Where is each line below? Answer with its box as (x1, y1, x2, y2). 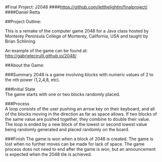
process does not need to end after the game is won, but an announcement (5, 146, 156, 152)
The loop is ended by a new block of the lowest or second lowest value (5, 121, 147, 127)
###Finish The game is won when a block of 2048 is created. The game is (5, 136, 154, 142)
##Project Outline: (5, 19, 41, 24)
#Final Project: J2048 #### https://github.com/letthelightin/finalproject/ (5, 4, 148, 10)
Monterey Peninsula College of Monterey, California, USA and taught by (5, 33, 148, 39)
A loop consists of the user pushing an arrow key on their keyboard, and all (5, 106, 155, 112)
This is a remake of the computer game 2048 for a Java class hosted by (5, 28, 149, 33)
